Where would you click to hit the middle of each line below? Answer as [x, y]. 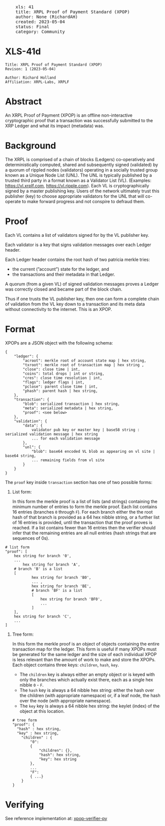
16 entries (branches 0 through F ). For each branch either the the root [82, 512]
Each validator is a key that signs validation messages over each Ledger [78, 245]
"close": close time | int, [51, 369]
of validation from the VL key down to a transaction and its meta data [75, 304]
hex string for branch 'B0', [61, 577]
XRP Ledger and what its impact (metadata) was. [55, 126]
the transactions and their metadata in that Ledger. [64, 274]
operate [13, 201]
